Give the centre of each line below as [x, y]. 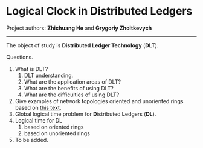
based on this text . [38, 107]
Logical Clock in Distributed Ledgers [99, 11]
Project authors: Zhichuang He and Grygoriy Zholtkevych [79, 28]
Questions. [20, 57]
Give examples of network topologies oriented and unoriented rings [99, 101]
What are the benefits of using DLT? [69, 88]
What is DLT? [31, 69]
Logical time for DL [39, 120]
